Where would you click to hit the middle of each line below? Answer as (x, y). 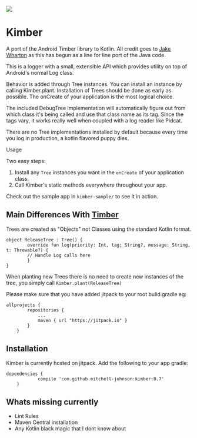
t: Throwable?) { (27, 250)
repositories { (46, 310)
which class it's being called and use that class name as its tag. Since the (95, 114)
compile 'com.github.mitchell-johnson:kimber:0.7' (101, 379)
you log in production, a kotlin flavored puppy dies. (68, 138)
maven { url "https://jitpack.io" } (82, 320)
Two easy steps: (26, 161)
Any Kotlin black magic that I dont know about (70, 429)
